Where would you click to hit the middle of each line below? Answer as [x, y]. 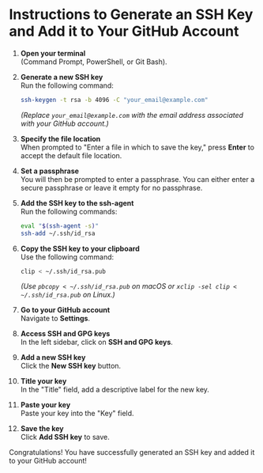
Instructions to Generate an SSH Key [131, 15]
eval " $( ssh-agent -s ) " [60, 226]
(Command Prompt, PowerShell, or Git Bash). [94, 62]
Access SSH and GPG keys [65, 334]
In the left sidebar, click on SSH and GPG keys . [96, 342]
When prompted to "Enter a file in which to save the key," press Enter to [137, 147]
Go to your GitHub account [65, 310]
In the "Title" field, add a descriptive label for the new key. [115, 390]
